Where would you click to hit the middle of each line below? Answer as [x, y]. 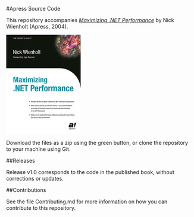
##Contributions [26, 190]
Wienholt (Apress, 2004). [37, 27]
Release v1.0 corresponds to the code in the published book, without [90, 172]
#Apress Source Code [33, 9]
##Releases [21, 161]
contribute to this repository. [41, 208]
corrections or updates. [35, 179]
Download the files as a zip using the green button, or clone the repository [97, 143]
